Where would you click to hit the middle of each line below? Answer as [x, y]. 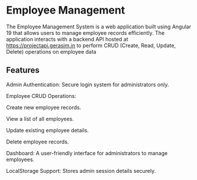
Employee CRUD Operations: [41, 96]
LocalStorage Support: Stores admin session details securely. [81, 171]
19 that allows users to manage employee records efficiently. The [85, 32]
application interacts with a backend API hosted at [67, 39]
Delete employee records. [38, 142]
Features [23, 71]
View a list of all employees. [40, 119]
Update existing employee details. [47, 130]
